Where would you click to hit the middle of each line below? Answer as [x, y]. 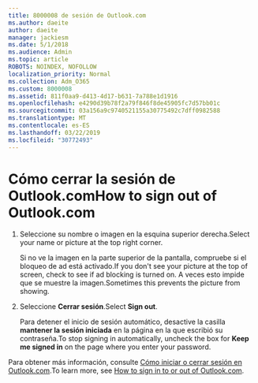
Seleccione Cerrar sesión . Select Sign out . [88, 307]
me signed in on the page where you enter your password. [115, 347]
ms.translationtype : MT [47, 118]
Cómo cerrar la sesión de [92, 179]
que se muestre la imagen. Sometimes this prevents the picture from [130, 283]
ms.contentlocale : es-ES [49, 125]
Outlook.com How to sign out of [112, 196]
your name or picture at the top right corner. [91, 243]
